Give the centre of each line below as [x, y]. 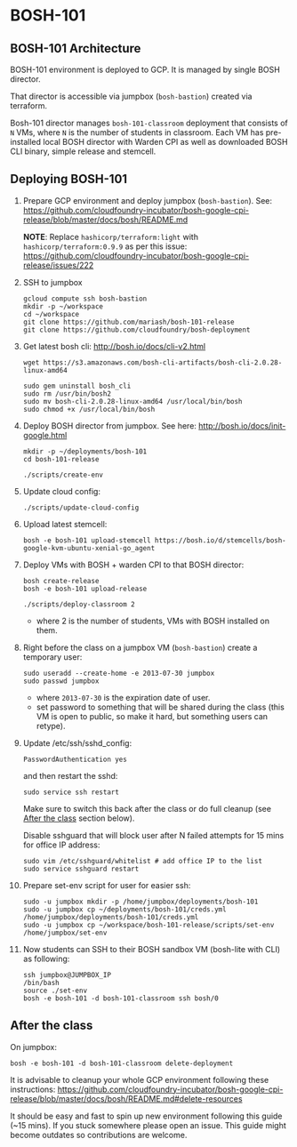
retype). [51, 726]
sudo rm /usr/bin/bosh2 [67, 393]
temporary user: [52, 657]
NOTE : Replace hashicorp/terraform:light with [111, 237]
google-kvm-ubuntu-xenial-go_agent [89, 548]
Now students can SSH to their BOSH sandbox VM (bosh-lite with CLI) [152, 949]
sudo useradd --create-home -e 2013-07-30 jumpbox [119, 673]
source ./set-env [55, 991]
